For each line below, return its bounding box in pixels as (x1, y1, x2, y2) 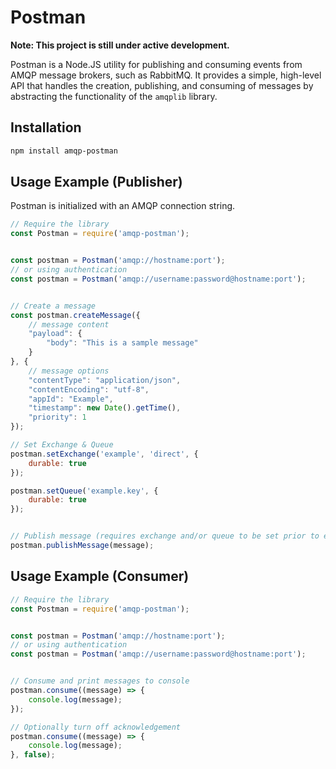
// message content (28, 319, 110, 330)
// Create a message (10, 301, 97, 311)
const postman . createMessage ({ (10, 310, 141, 320)
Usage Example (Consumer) (10, 568, 190, 585)
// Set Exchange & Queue (10, 440, 114, 450)
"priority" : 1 (28, 412, 87, 423)
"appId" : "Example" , (28, 394, 114, 404)
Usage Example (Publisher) (10, 174, 183, 191)
